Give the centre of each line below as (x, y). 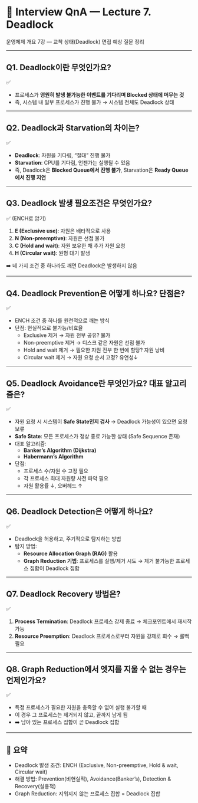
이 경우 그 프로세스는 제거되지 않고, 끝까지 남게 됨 (71, 715)
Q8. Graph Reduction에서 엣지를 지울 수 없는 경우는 (96, 669)
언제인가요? (26, 681)
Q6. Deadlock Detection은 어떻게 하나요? (80, 512)
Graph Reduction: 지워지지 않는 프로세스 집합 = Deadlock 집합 (88, 794)
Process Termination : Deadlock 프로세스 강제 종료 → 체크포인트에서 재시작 (103, 621)
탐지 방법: (26, 546)
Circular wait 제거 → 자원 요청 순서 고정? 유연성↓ (81, 358)
